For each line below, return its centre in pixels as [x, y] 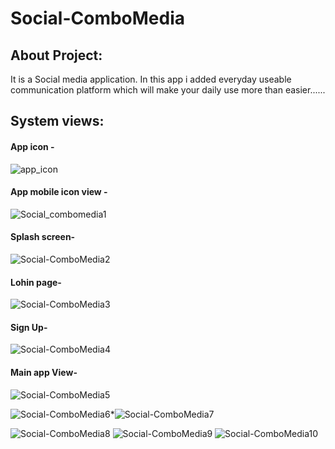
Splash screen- [43, 237]
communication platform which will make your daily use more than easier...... [168, 90]
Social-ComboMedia [98, 18]
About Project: [56, 55]
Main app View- [44, 372]
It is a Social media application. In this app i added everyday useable [151, 79]
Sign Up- [29, 327]
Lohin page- [36, 282]
